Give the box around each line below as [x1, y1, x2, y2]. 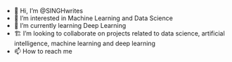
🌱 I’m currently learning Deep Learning [13, 22, 127, 29]
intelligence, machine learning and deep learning [13, 39, 156, 47]
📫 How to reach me [13, 47, 72, 55]
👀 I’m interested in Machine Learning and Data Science [13, 14, 174, 22]
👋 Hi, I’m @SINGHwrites [13, 7, 83, 15]
